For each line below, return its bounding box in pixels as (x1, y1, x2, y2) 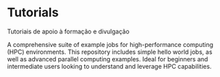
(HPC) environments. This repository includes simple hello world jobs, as (7, 48, 212, 56)
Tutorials (7, 5, 59, 20)
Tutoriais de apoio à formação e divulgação (7, 27, 130, 35)
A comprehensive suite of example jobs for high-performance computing (7, 40, 214, 48)
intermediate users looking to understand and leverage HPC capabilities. (7, 62, 212, 70)
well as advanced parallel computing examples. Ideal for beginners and (7, 55, 208, 63)
